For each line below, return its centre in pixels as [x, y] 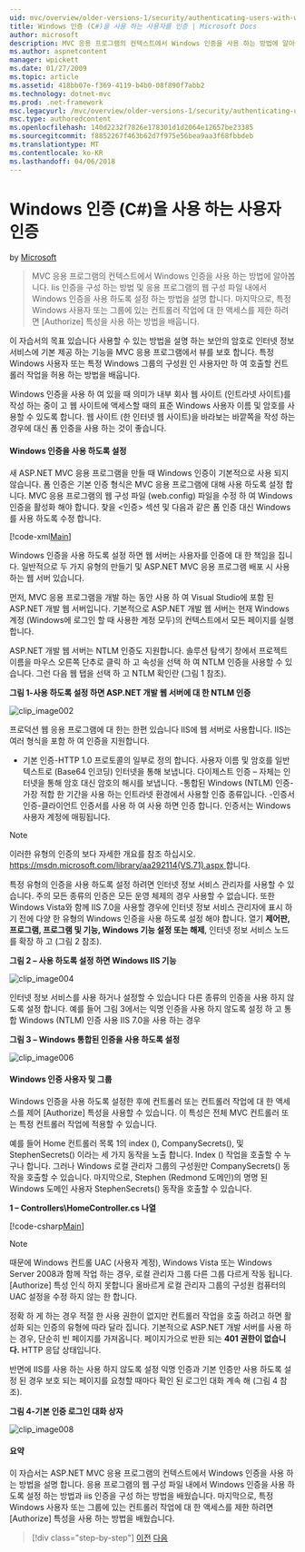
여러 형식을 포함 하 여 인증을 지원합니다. [79, 740]
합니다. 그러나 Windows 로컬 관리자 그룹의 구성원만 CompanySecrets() [153, 1166]
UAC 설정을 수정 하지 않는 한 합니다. [74, 1296]
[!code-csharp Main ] [47, 1226]
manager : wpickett [44, 60]
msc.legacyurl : [38, 111]
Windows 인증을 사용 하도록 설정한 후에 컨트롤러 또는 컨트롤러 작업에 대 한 [142, 1101]
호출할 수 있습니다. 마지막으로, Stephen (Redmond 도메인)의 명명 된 [147, 1177]
